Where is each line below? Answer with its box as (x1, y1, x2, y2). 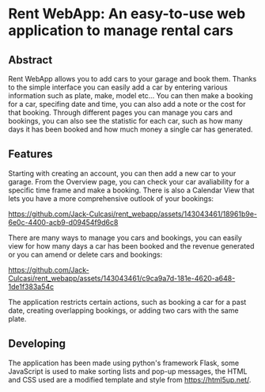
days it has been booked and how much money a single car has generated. (8, 124, 253, 134)
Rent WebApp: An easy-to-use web (8, 5, 246, 23)
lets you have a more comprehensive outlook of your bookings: (8, 193, 214, 203)
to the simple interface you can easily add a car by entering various (8, 82, 228, 92)
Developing (8, 337, 66, 351)
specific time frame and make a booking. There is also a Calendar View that (8, 185, 255, 195)
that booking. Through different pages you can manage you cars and (8, 108, 233, 117)
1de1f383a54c (8, 282, 54, 291)
